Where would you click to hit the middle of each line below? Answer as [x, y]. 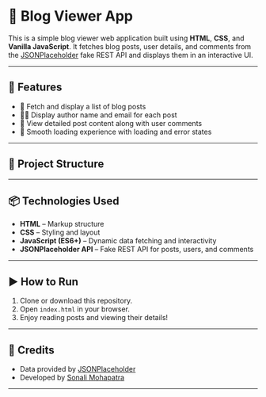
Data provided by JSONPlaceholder [78, 369]
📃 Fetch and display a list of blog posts [83, 106]
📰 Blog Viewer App [70, 16]
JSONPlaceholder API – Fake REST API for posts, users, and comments [137, 250]
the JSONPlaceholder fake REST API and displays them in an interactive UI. [131, 55]
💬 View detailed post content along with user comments [111, 123]
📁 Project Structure [56, 164]
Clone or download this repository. [76, 301]
